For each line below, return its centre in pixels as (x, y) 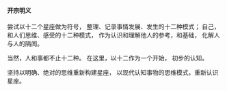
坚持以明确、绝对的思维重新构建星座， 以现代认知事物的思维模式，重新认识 (113, 73)
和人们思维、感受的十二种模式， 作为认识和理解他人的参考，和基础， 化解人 (113, 35)
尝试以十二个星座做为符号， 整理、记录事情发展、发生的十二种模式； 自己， (113, 26)
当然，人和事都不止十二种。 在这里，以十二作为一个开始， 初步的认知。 (108, 58)
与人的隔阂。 (25, 43)
